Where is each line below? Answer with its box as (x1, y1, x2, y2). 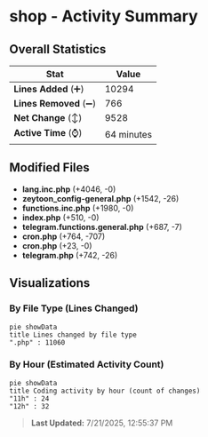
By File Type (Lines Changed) (9, 302, 139, 314)
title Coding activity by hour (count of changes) (9, 386, 201, 395)
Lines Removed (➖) (13, 98, 96, 109)
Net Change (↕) (13, 112, 83, 123)
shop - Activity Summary (9, 6, 198, 27)
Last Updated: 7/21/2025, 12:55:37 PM (30, 417, 173, 428)
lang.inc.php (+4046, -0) (21, 184, 116, 195)
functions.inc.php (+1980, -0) (21, 203, 134, 213)
